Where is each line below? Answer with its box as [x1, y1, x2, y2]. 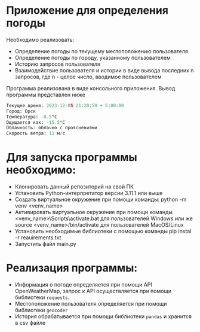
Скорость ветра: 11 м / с [6, 130, 66, 136]
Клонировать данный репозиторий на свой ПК [14, 183, 134, 190]
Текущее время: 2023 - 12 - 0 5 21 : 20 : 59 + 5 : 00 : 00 [6, 102, 124, 108]
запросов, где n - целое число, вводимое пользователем [14, 73, 162, 80]
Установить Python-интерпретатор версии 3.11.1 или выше [14, 190, 163, 197]
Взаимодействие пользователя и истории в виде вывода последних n [14, 66, 194, 74]
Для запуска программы [6, 151, 137, 165]
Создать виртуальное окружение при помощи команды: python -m [14, 196, 187, 203]
